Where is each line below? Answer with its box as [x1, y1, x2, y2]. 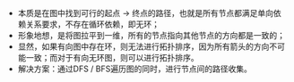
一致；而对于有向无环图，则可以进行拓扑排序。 [25, 53, 199, 62]
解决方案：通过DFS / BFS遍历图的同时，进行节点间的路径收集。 [17, 63, 253, 74]
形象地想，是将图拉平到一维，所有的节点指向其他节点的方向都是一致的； [17, 30, 285, 40]
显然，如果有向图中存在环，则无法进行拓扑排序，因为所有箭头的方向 [17, 41, 270, 52]
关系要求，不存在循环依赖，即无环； [25, 19, 160, 29]
